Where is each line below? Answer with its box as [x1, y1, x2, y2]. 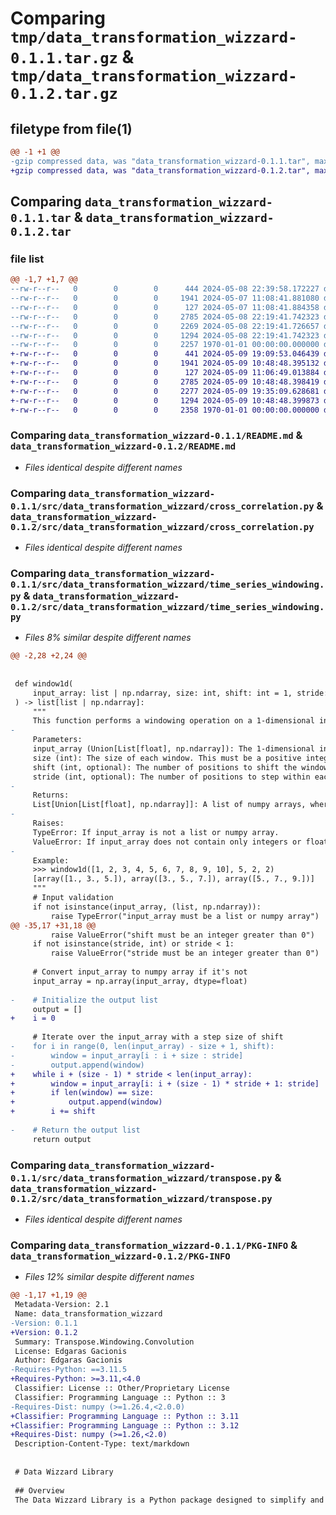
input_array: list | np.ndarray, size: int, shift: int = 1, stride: [32, 688, 329, 698]
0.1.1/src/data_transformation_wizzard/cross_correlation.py [10, 500, 315, 512]
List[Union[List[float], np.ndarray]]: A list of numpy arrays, [32, 800, 307, 810]
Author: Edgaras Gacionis [14, 1355, 123, 1366]
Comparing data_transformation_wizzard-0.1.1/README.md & [10, 428, 303, 442]
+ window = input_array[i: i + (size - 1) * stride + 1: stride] [10, 1078, 320, 1089]
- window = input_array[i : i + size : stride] [10, 1050, 244, 1061]
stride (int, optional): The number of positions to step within [32, 772, 311, 782]
